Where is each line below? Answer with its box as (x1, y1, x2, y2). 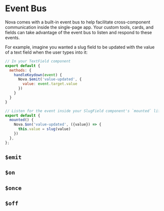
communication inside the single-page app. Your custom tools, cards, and (5, 24, 154, 30)
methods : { (9, 68, 32, 73)
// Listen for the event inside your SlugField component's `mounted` (5, 108, 152, 113)
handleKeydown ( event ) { (14, 72, 62, 77)
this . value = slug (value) (18, 127, 71, 132)
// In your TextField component (5, 59, 71, 63)
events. (5, 35, 20, 41)
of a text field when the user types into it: (5, 49, 88, 55)
